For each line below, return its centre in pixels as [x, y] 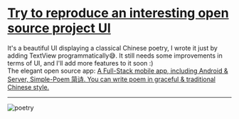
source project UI [59, 28]
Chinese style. [28, 87]
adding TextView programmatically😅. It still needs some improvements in [115, 56]
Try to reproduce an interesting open [118, 13]
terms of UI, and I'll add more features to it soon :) [80, 63]
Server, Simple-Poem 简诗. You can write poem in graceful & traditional [111, 79]
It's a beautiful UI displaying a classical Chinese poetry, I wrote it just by [113, 48]
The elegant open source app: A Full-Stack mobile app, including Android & [118, 71]
